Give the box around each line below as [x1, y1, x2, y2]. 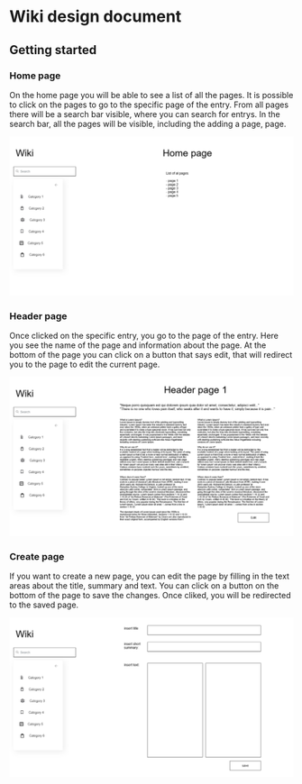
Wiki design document [9, 6, 182, 27]
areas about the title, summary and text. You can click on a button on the [9, 580, 279, 591]
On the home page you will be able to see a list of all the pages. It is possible [9, 89, 294, 100]
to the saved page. [9, 599, 79, 610]
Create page [9, 551, 65, 563]
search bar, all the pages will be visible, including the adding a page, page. [9, 118, 287, 129]
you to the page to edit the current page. [9, 359, 160, 370]
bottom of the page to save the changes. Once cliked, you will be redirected [9, 590, 291, 601]
